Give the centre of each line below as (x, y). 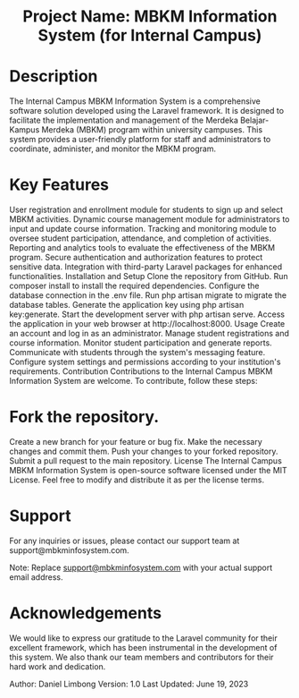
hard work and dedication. (58, 666)
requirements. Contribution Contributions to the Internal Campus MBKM (141, 371)
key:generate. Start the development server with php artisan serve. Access (147, 314)
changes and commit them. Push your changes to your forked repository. (144, 451)
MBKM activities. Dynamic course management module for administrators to (149, 219)
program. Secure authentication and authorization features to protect (136, 258)
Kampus (25, 130)
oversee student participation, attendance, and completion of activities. (141, 238)
